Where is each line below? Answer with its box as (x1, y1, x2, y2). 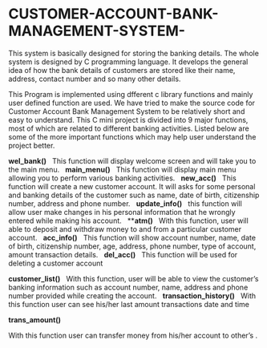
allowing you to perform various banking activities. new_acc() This (8, 173, 237, 183)
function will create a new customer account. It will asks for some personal (8, 181, 256, 191)
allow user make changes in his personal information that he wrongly (8, 207, 236, 216)
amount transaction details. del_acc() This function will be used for (8, 249, 238, 259)
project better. (8, 140, 55, 150)
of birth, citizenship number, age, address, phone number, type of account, (8, 241, 257, 251)
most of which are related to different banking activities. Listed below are (8, 123, 250, 133)
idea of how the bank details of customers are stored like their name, (8, 65, 236, 75)
